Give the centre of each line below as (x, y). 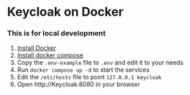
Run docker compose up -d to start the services (83, 70)
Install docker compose (50, 55)
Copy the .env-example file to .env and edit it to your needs (100, 63)
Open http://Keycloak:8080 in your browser (79, 84)
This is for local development (57, 33)
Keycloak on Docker (65, 12)
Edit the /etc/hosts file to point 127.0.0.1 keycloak (90, 77)
